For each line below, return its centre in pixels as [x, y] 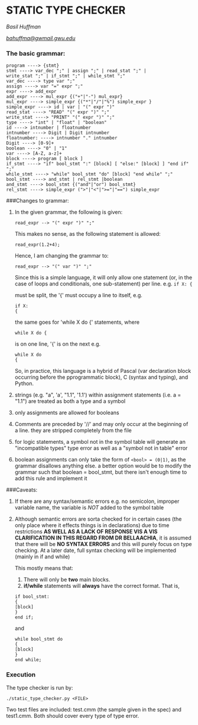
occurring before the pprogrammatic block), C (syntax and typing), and [101, 377]
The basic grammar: [36, 53]
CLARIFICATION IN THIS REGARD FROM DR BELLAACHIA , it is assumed [103, 538]
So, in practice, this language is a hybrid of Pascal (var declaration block [103, 371]
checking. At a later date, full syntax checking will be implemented [95, 551]
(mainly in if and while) [42, 557]
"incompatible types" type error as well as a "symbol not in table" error [101, 448]
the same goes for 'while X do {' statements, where [77, 322]
